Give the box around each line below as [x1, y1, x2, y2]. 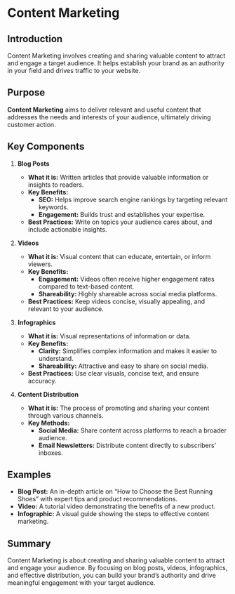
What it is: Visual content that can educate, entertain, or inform [27, 252, 211, 260]
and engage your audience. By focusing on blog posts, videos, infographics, [7, 564, 228, 572]
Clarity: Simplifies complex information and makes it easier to [38, 346, 217, 355]
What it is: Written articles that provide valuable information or [27, 173, 209, 181]
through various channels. [27, 411, 104, 419]
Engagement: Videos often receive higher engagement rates [38, 275, 215, 283]
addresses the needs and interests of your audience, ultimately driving [7, 112, 212, 121]
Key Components [7, 140, 85, 152]
